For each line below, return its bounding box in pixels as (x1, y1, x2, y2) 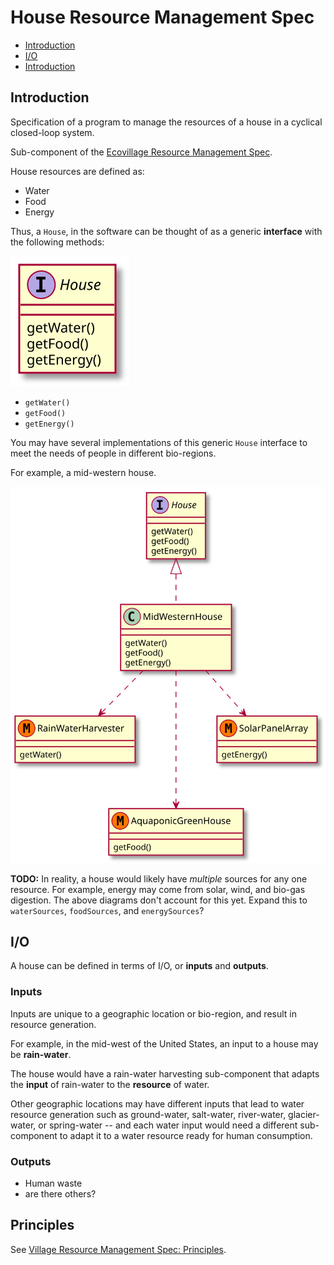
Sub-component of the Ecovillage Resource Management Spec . (10, 146, 273, 158)
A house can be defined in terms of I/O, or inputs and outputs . (10, 960, 269, 972)
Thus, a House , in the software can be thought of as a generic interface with (10, 225, 323, 237)
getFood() (24, 408, 67, 418)
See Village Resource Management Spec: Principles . (10, 1243, 227, 1255)
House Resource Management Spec (10, 6, 315, 29)
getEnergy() (24, 419, 75, 429)
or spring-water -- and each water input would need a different (38, 1119, 298, 1131)
